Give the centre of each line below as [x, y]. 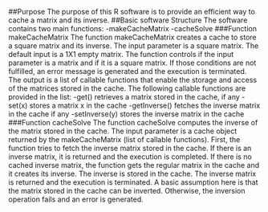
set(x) [18, 105]
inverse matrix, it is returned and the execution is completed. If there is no [130, 157]
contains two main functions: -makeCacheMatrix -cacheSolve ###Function [133, 29]
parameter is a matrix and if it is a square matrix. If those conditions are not [132, 63]
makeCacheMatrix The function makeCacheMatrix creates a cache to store [132, 37]
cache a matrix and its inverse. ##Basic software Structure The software [128, 20]
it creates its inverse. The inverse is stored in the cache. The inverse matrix [132, 173]
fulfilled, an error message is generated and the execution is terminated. [128, 71]
